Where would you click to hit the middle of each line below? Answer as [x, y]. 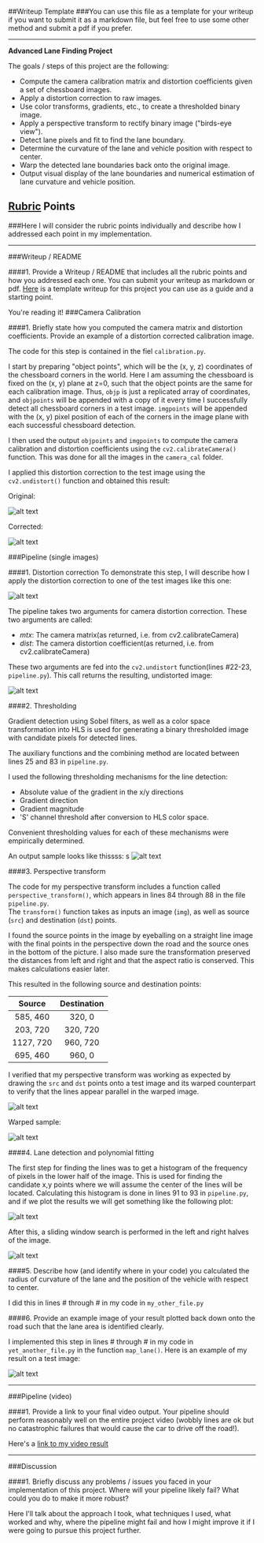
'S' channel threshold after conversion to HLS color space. [114, 817]
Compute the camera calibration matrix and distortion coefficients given [136, 81]
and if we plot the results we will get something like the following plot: [121, 1201]
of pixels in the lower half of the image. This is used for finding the [115, 1176]
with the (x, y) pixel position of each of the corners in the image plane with [128, 416]
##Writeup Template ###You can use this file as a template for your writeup [131, 11]
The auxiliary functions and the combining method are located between [124, 753]
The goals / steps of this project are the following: [88, 66]
